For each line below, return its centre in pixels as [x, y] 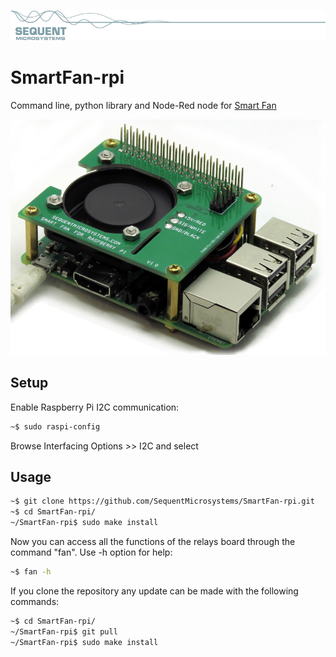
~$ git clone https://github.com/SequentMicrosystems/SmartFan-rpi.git [162, 501]
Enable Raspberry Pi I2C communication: [95, 407]
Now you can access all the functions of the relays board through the [153, 541]
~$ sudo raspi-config [55, 426]
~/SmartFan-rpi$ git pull [64, 631]
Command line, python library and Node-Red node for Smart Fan [143, 106]
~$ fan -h [31, 571]
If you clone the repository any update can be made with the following [154, 591]
